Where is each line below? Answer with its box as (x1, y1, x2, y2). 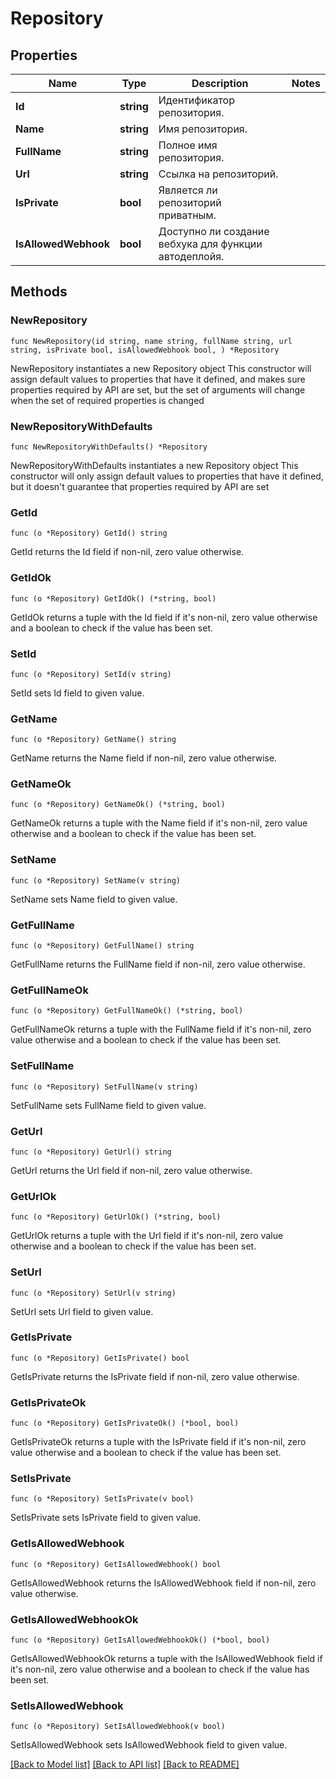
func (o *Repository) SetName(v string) (10, 875, 182, 886)
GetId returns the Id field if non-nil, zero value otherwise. (10, 546, 245, 558)
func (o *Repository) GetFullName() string (10, 941, 195, 951)
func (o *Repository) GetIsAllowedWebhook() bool (10, 1559, 222, 1569)
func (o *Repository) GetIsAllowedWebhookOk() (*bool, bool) (10, 1635, 271, 1646)
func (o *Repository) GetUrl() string (10, 1147, 172, 1157)
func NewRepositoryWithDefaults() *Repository (10, 442, 208, 452)
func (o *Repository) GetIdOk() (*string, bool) (10, 593, 217, 604)
